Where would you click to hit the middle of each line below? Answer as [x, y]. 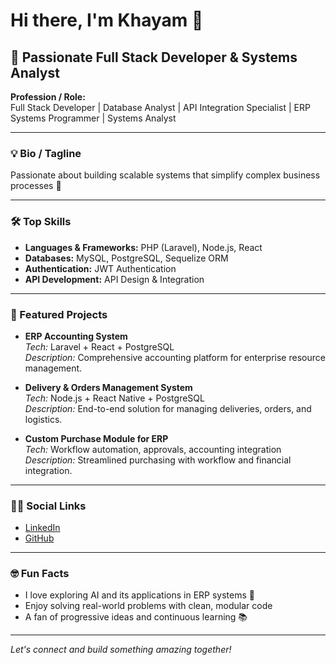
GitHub [39, 538]
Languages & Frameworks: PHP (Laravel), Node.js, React [143, 247]
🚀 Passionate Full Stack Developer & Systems [154, 57]
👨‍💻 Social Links [48, 506]
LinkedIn [42, 528]
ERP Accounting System [76, 336]
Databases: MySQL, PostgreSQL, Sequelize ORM [126, 258]
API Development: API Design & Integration [114, 279]
